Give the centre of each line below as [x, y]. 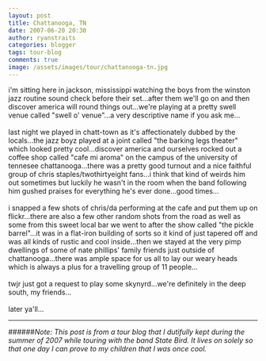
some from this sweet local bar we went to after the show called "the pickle [131, 225]
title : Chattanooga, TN [47, 23]
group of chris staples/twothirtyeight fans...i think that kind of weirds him [127, 174]
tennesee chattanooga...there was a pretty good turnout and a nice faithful [130, 165]
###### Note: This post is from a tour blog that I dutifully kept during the [127, 332]
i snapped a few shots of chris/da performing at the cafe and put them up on [133, 208]
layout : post [30, 15]
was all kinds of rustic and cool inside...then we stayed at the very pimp [125, 241]
